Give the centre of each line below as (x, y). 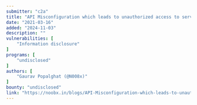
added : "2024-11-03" (31, 28)
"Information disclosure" (48, 44)
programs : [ (21, 55)
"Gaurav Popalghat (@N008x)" (52, 76)
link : (13, 93)
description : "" (26, 33)
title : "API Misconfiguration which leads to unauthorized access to (93, 17)
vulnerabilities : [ (30, 38)
